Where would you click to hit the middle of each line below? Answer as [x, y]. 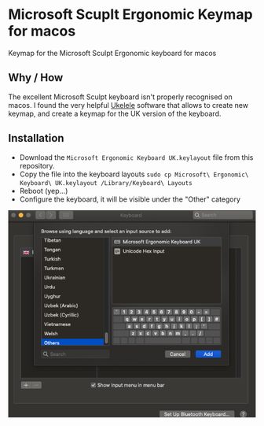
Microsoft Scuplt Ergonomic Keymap [130, 15]
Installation [36, 138]
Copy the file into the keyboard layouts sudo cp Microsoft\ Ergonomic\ [134, 174]
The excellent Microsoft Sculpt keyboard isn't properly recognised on [121, 97]
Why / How [36, 78]
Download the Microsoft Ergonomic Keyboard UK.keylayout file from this [136, 157]
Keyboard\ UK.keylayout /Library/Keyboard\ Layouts [106, 183]
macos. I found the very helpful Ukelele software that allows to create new [128, 105]
